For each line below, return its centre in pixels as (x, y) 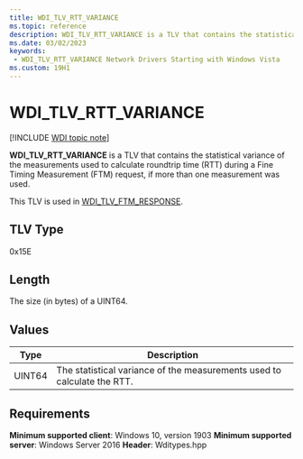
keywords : (28, 51)
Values (29, 330)
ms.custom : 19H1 (40, 69)
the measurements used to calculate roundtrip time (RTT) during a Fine (141, 164)
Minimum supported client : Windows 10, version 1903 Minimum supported (151, 436)
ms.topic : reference (48, 26)
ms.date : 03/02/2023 (48, 43)
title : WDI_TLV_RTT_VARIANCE (64, 18)
